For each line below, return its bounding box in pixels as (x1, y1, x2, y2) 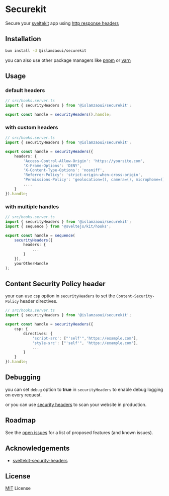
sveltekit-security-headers (12, 457, 68, 463)
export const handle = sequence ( (5, 233, 75, 238)
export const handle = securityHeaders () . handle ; (5, 112, 112, 117)
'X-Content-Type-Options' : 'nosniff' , (23, 168, 105, 173)
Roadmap (5, 416, 36, 425)
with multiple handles (5, 203, 59, 210)
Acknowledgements (5, 444, 70, 453)
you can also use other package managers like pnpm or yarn (5, 57, 131, 63)
